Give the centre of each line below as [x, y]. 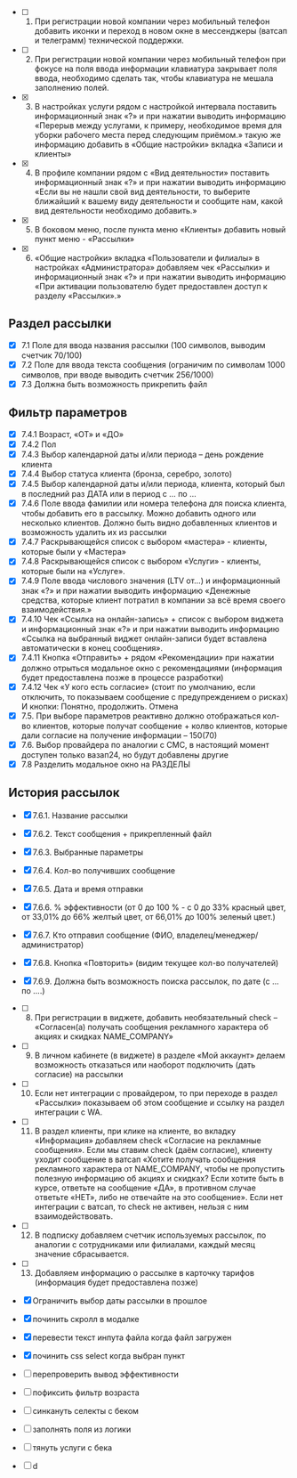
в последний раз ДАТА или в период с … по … [108, 494]
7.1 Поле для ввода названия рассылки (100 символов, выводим [143, 345]
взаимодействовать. [73, 1216]
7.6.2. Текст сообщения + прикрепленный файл [122, 833]
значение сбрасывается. [82, 1254]
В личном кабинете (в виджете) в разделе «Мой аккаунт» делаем [160, 1055]
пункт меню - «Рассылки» [84, 239]
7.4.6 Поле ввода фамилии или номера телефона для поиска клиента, [154, 503]
